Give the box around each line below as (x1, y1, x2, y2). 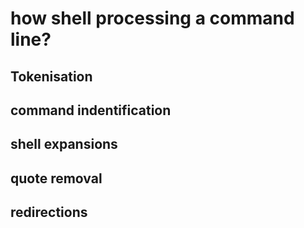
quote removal (10, 170, 103, 187)
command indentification (10, 102, 172, 119)
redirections (10, 204, 88, 221)
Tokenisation (10, 68, 93, 85)
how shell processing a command (10, 7, 295, 30)
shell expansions (10, 136, 118, 153)
